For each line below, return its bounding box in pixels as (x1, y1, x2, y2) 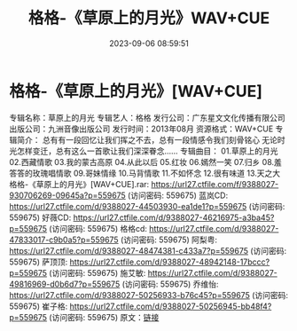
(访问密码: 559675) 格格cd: (48, 223, 148, 233)
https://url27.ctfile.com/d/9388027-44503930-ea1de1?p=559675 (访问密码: (9, 201, 285, 211)
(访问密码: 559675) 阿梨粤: (120, 234, 218, 245)
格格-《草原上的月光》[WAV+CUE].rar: (9, 178, 150, 189)
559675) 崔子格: (9, 301, 68, 311)
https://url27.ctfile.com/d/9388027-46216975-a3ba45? (73, 212, 275, 223)
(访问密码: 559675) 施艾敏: (48, 267, 146, 278)
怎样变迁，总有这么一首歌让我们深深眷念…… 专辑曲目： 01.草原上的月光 (16, 146, 278, 156)
